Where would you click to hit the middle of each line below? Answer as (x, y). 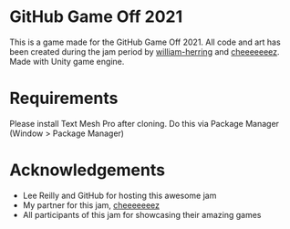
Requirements (64, 99)
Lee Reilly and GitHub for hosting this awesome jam (119, 195)
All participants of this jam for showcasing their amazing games (142, 214)
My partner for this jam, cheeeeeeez (91, 205)
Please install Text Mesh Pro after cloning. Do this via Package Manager (145, 123)
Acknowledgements (88, 170)
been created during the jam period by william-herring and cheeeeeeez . (145, 51)
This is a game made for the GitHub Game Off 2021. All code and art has (145, 42)
